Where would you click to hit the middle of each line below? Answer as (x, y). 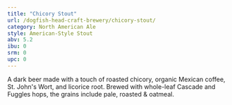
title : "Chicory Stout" (42, 14)
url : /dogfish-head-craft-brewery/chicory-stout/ (82, 20)
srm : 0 (17, 53)
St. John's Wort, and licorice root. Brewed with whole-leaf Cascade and (111, 86)
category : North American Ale (52, 27)
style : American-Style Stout (50, 33)
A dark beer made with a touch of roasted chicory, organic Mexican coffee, (116, 79)
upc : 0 (17, 59)
